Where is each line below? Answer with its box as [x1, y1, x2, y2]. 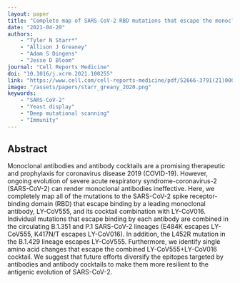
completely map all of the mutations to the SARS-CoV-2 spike [7, 192, 189, 200]
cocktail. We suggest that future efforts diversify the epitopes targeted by [7, 252, 224, 261]
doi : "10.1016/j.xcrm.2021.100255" [7, 70, 114, 77]
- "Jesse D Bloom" [20, 57, 75, 64]
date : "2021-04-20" [7, 24, 66, 31]
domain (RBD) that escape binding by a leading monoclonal [31, 200, 206, 208]
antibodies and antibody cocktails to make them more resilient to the [7, 260, 209, 269]
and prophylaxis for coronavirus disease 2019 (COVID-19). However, [7, 169, 209, 178]
